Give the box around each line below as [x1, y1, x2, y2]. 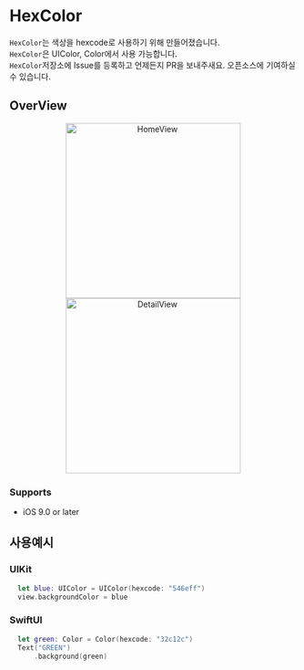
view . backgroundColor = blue [17, 592, 128, 602]
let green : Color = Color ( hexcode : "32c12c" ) [17, 634, 194, 644]
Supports [9, 486, 52, 498]
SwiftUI [9, 613, 43, 626]
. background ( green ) [33, 652, 107, 661]
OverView [9, 98, 67, 114]
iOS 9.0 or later [22, 507, 80, 518]
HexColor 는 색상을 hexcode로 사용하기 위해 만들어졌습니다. [9, 37, 220, 47]
